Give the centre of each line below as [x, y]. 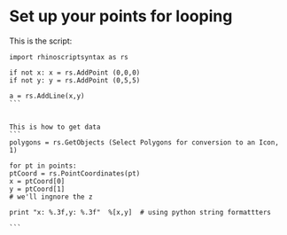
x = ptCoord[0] [37, 181]
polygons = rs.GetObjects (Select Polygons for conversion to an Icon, [144, 142]
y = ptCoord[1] [37, 189]
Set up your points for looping [121, 16]
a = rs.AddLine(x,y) [47, 96]
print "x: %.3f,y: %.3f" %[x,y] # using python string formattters [140, 212]
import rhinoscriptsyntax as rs [69, 57]
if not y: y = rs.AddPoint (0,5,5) [75, 80]
